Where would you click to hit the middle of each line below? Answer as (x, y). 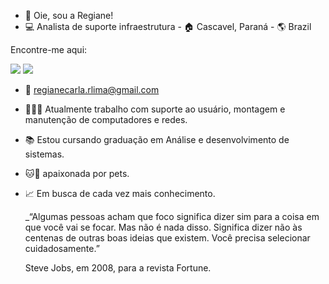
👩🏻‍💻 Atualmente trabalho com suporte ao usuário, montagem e (155, 109)
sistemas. (44, 154)
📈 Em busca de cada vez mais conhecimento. (120, 193)
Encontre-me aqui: (49, 49)
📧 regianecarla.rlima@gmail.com (92, 89)
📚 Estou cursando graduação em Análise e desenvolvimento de (157, 139)
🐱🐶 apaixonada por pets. (77, 173)
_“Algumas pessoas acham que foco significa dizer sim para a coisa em (172, 216)
